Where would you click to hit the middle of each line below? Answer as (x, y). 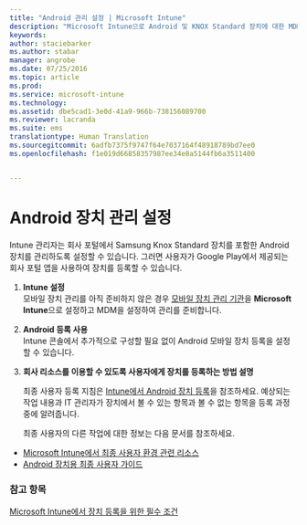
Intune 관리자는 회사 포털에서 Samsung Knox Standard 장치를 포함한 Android (149, 245)
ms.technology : (38, 103)
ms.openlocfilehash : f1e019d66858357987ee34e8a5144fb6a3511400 (132, 153)
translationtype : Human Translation (79, 137)
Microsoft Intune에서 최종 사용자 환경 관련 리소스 (111, 452)
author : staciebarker (51, 43)
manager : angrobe (42, 60)
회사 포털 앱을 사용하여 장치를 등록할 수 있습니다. (96, 268)
